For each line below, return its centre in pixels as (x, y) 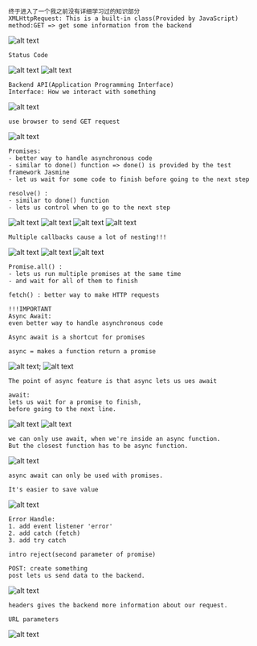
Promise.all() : (35, 267)
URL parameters (34, 619)
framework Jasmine (39, 172)
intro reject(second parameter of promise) (82, 554)
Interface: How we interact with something (82, 92)
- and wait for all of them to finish (73, 281)
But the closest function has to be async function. (98, 446)
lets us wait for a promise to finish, (75, 402)
